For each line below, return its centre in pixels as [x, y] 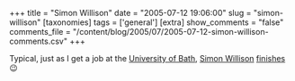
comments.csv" [38, 41]
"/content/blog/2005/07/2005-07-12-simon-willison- [170, 32]
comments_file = [40, 32]
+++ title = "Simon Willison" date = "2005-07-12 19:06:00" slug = [130, 13]
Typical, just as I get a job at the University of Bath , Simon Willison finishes [147, 58]
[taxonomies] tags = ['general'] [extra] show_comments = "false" [163, 22]
